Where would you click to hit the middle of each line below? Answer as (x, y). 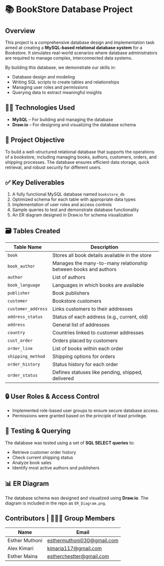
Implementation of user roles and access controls (62, 205)
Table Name (28, 247)
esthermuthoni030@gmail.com (83, 540)
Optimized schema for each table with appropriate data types (74, 199)
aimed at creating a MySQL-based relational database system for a (74, 48)
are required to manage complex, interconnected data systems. (69, 58)
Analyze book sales (32, 462)
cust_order (20, 341)
